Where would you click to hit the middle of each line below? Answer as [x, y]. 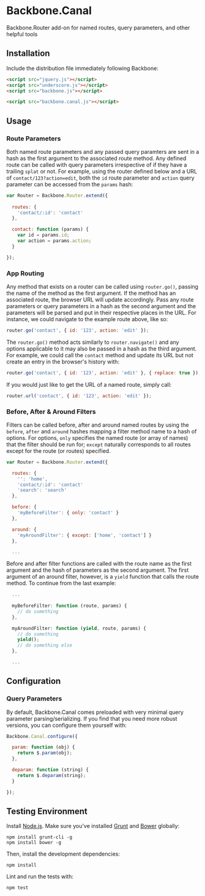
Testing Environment [47, 811]
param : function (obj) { [43, 747]
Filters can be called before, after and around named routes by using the [98, 425]
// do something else [45, 645]
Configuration [34, 681]
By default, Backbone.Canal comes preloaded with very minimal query [95, 712]
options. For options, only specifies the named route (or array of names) [97, 438]
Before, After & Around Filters [51, 411]
